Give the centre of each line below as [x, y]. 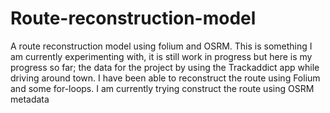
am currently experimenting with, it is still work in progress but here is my [161, 56]
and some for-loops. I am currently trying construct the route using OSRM [162, 88]
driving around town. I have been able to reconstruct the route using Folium [165, 78]
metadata [30, 99]
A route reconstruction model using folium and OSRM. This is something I [161, 46]
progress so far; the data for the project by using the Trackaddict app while [165, 67]
